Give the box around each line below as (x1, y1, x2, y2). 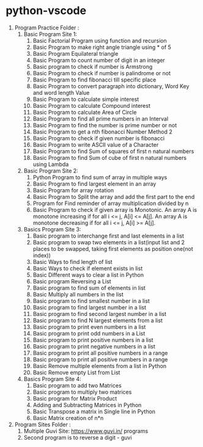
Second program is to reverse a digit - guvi (23, 434, 132, 441)
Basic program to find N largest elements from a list (32, 317, 163, 324)
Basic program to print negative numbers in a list (32, 342, 155, 350)
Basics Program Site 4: (23, 375, 82, 383)
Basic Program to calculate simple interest (32, 96, 139, 103)
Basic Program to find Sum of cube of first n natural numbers (32, 154, 187, 161)
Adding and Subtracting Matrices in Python (32, 401, 142, 408)
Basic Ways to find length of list (32, 258, 113, 265)
